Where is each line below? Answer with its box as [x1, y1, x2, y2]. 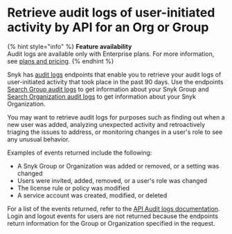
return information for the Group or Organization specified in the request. [7, 219, 215, 227]
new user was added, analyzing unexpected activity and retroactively [7, 120, 206, 128]
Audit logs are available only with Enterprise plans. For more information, [7, 50, 215, 58]
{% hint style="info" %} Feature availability [7, 42, 132, 50]
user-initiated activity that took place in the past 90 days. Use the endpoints [7, 77, 224, 86]
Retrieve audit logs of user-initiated [7, 5, 215, 21]
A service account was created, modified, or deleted [17, 191, 168, 199]
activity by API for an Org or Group [7, 19, 209, 35]
